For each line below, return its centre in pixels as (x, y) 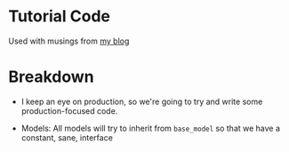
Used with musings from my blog (69, 41)
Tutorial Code (60, 16)
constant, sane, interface (67, 137)
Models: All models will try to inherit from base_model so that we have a (151, 128)
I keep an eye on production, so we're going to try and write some (142, 101)
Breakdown (51, 77)
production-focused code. (69, 111)
